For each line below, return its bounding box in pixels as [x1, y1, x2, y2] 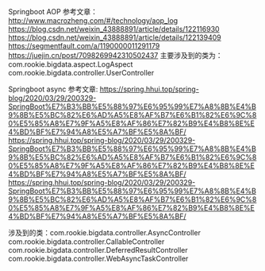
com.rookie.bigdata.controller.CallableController [8, 237, 165, 246]
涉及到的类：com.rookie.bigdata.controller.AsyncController [8, 228, 201, 237]
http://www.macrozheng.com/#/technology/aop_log [8, 16, 179, 25]
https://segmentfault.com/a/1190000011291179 [8, 41, 160, 50]
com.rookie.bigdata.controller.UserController [8, 68, 155, 77]
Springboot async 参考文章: [8, 84, 98, 94]
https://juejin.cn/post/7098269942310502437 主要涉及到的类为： [8, 51, 223, 60]
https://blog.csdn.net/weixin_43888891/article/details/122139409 [8, 33, 221, 42]
